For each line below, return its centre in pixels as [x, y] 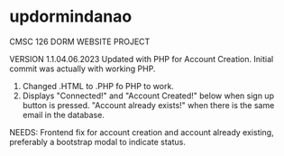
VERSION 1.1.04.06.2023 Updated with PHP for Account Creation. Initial [142, 59]
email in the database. [64, 115]
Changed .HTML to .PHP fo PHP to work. [98, 86]
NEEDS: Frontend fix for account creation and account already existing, [142, 132]
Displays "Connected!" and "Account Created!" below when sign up [148, 96]
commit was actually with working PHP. [82, 69]
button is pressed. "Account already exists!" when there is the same [148, 105]
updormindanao [71, 17]
